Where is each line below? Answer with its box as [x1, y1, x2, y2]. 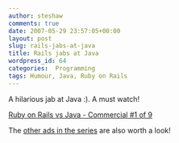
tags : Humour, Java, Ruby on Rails [8, 72, 128, 80]
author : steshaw [8, 11, 63, 20]
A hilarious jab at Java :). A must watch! [8, 94, 139, 103]
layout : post [8, 34, 52, 43]
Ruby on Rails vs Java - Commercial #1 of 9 [8, 110, 153, 120]
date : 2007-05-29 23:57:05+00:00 [8, 27, 121, 35]
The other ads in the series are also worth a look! [8, 125, 171, 135]
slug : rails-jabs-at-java [8, 42, 95, 50]
